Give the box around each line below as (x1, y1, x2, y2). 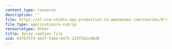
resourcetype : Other (5, 27, 50, 32)
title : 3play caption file (5, 31, 63, 36)
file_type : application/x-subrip (5, 21, 77, 27)
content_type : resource (5, 7, 56, 13)
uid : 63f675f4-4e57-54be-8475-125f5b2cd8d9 (5, 36, 100, 41)
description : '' (5, 12, 40, 17)
